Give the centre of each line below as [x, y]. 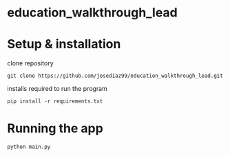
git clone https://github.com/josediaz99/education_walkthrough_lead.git [115, 76]
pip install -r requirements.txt [55, 101]
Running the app [55, 128]
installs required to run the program [57, 89]
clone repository [30, 63]
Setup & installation [64, 44]
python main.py [29, 147]
